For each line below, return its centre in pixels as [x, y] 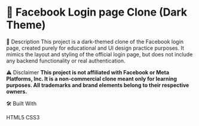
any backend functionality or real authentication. [66, 61]
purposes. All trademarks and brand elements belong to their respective [98, 85]
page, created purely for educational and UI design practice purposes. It [95, 48]
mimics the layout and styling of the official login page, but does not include [99, 54]
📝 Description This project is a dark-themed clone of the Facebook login [95, 41]
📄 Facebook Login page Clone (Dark [97, 12]
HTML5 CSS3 [23, 117]
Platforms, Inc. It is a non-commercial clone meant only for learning [92, 79]
